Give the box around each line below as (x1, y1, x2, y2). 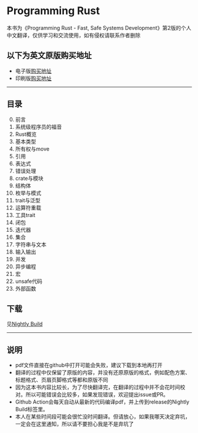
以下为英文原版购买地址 (6, 51, 92, 61)
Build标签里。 (15, 406, 49, 413)
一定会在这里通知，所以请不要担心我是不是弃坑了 (15, 421, 134, 428)
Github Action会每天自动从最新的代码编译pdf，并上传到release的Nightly (15, 398, 190, 405)
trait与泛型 (15, 196, 41, 204)
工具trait (15, 211, 36, 218)
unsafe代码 (15, 278, 43, 285)
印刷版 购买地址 (15, 75, 52, 82)
